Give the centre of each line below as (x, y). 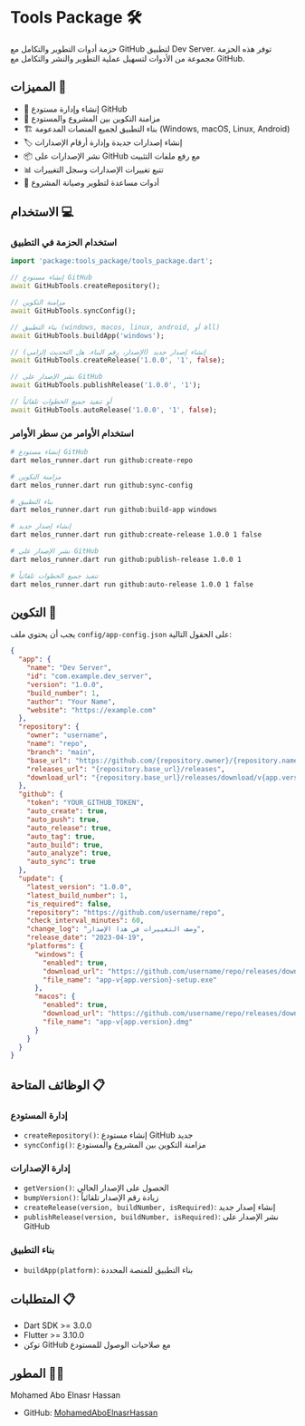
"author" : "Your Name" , (71, 702)
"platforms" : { (55, 946)
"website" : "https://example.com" (91, 710)
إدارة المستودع (39, 1115)
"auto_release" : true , (69, 828)
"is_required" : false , (69, 904)
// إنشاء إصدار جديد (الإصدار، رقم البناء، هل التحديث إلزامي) (108, 352)
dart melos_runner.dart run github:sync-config (102, 485)
